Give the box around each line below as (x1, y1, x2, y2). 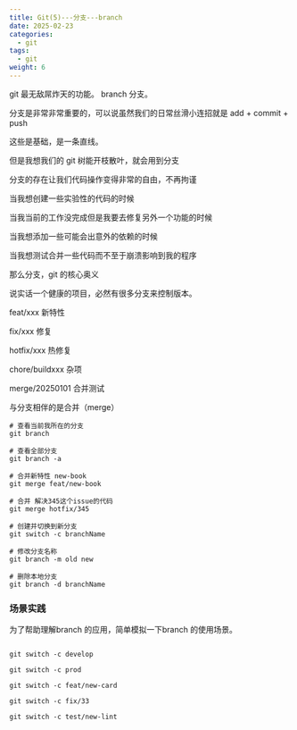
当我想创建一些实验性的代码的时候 (9, 193, 135, 204)
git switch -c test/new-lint (9, 712, 118, 722)
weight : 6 (9, 63, 46, 72)
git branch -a (9, 454, 62, 463)
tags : (9, 46, 29, 55)
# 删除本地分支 (9, 572, 58, 581)
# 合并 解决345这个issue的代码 (9, 497, 113, 506)
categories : (9, 29, 54, 38)
